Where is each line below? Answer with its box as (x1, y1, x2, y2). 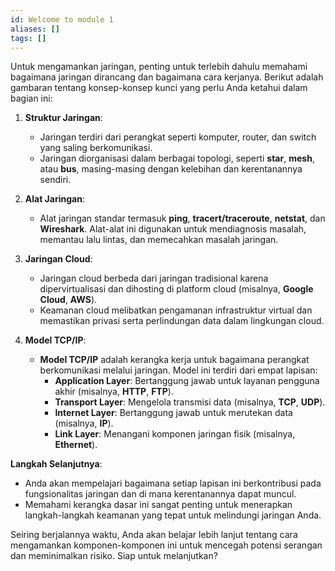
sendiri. (39, 174, 72, 186)
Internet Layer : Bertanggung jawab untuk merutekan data (54, 407, 293, 419)
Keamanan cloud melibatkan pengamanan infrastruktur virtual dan (39, 304, 313, 316)
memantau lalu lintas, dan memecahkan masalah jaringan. (39, 234, 279, 246)
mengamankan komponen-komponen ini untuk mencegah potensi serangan (10, 539, 323, 551)
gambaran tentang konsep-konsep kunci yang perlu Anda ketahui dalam (10, 82, 308, 94)
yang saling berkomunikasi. (39, 142, 153, 154)
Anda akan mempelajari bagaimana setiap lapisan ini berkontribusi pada (24, 477, 322, 490)
